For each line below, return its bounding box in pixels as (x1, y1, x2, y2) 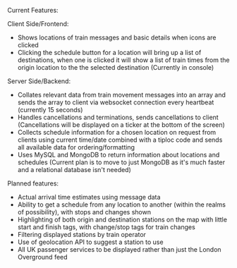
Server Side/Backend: (7, 77, 71, 85)
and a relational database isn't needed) (17, 166, 132, 173)
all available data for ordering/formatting (17, 143, 135, 151)
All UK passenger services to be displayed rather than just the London (17, 245, 221, 253)
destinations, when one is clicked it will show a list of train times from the (17, 56, 230, 64)
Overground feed (17, 253, 68, 261)
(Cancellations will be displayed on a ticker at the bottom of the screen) (17, 121, 226, 129)
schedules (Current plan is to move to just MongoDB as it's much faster (17, 158, 226, 166)
